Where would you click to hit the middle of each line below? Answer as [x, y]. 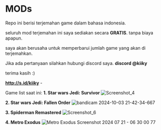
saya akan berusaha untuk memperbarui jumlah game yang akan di [75, 48]
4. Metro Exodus [23, 122]
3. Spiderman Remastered [33, 112]
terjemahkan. [19, 53]
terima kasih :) [20, 73]
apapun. [14, 38]
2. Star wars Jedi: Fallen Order [38, 103]
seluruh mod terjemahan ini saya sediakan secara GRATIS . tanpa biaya [79, 32]
